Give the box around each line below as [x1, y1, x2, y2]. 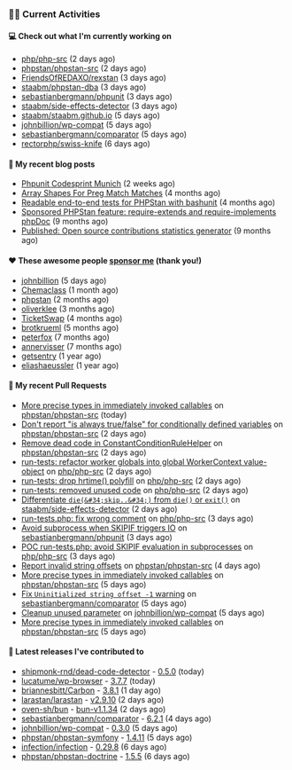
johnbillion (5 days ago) [20, 275, 107, 286]
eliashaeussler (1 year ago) [20, 359, 119, 371]
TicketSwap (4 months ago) [20, 312, 123, 323]
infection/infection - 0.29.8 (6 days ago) [20, 741, 167, 752]
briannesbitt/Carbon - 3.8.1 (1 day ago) [20, 685, 161, 695]
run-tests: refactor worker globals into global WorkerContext [20, 456, 242, 467]
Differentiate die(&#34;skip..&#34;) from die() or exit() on [20, 494, 241, 505]
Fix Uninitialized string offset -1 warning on [20, 588, 196, 599]
